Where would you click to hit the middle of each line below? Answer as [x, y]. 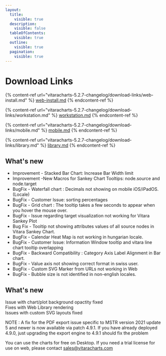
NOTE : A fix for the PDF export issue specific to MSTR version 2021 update [83, 322]
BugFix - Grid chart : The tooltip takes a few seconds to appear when [83, 205]
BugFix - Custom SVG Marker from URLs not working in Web [75, 269]
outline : [19, 43]
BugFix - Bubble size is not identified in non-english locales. [74, 274]
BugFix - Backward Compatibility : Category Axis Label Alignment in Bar [86, 253]
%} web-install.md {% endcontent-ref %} [71, 100]
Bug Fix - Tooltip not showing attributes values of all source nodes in [83, 226]
